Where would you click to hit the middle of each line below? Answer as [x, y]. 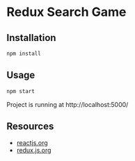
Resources [30, 126]
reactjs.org [32, 143]
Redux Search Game [66, 12]
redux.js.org [34, 151]
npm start [21, 91]
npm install [24, 53]
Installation [31, 38]
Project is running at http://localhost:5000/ [67, 104]
